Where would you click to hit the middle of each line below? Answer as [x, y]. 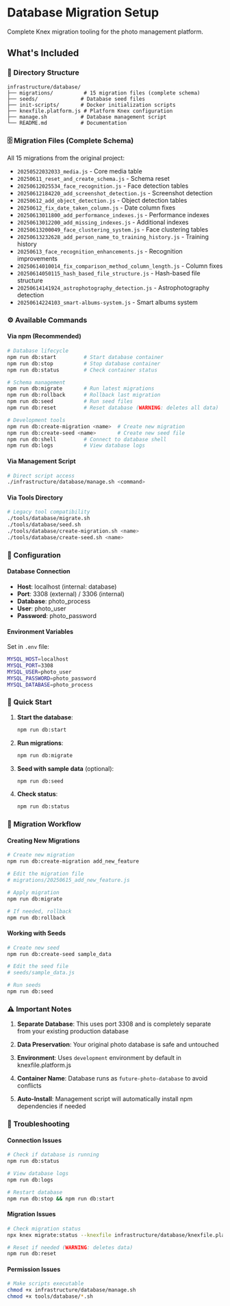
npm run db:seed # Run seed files [70, 402]
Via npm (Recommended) [44, 336]
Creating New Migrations [43, 840]
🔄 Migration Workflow [44, 824]
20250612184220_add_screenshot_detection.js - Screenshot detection [115, 193]
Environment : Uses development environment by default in [99, 1058]
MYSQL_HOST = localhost [38, 659]
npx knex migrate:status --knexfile [59, 1235]
